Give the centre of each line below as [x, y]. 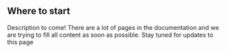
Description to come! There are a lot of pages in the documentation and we [113, 27]
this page [20, 42]
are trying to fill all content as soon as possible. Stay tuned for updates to [110, 35]
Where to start [39, 11]
